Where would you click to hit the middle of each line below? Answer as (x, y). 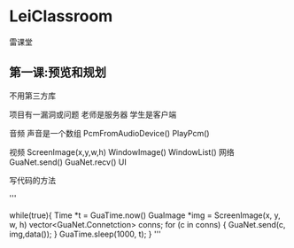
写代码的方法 (32, 180)
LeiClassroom (61, 16)
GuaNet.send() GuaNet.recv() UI (68, 162)
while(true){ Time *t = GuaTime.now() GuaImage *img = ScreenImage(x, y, (145, 215)
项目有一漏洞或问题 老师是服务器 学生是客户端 (93, 114)
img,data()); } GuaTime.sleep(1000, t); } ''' (85, 234)
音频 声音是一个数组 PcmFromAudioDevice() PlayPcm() (109, 133)
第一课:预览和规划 (58, 73)
